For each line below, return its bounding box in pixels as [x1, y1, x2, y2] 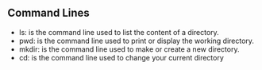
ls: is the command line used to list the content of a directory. [18, 27, 219, 37]
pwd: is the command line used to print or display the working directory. [18, 36, 255, 45]
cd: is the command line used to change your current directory [18, 52, 224, 62]
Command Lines [7, 6, 91, 20]
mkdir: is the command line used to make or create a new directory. [18, 44, 240, 54]
